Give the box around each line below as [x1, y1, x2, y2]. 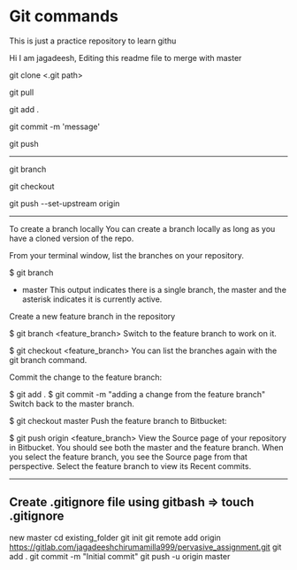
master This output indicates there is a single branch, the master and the [21, 284, 287, 295]
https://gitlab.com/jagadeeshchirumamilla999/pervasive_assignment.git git [9, 542, 282, 552]
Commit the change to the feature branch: [9, 372, 163, 382]
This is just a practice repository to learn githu [9, 35, 177, 46]
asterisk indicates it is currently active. [21, 294, 163, 304]
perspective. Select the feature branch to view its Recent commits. [9, 460, 252, 471]
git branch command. [9, 354, 88, 365]
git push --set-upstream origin [9, 197, 120, 209]
